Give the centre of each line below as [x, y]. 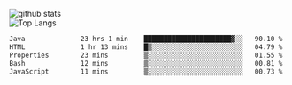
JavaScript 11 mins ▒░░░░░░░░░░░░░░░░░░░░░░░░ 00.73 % [146, 71]
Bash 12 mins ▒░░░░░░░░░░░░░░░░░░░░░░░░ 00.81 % [146, 63]
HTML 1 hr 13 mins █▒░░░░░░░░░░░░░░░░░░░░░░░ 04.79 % [146, 47]
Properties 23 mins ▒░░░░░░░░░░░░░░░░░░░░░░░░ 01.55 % [146, 55]
